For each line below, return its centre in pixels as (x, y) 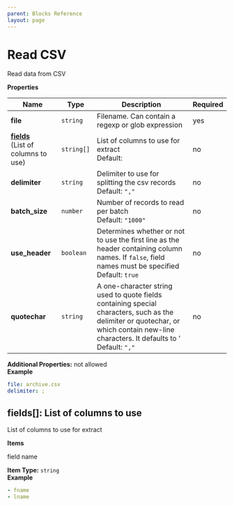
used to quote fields (129, 295)
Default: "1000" (121, 220)
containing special (126, 304)
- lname (18, 497)
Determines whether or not (141, 231)
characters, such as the (135, 312)
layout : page (26, 20)
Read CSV (37, 55)
